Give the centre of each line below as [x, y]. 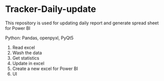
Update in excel [28, 63]
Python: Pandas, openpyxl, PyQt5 [39, 38]
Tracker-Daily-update [51, 9]
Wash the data [27, 53]
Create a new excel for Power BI [45, 69]
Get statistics [26, 58]
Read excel [24, 47]
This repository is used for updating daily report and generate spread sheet [82, 23]
